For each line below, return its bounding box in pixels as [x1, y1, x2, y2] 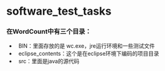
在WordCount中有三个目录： [6, 28, 92, 36]
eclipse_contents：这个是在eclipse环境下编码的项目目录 [18, 50, 159, 58]
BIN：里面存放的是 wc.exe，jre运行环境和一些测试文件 [18, 42, 155, 50]
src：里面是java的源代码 [18, 58, 79, 65]
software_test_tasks [6, 4, 112, 18]
